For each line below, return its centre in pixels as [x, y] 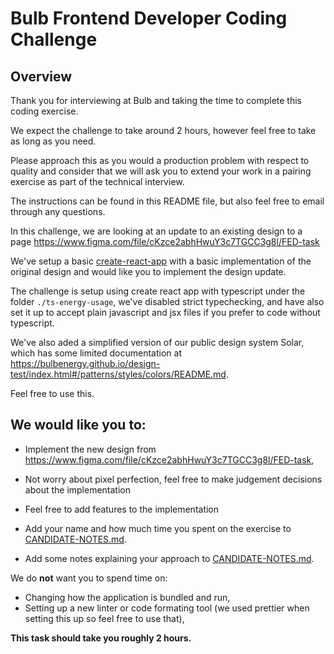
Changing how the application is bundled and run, [127, 597]
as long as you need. [53, 141]
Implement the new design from [90, 449]
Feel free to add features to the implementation [122, 509]
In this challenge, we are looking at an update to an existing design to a [156, 231]
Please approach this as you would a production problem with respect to [160, 160]
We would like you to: [78, 425]
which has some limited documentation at [96, 353]
